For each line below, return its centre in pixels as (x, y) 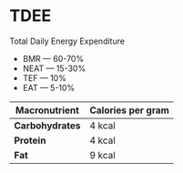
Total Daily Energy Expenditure (67, 41)
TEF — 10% (44, 77)
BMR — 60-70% (53, 58)
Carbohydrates (47, 126)
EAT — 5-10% (49, 87)
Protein (30, 140)
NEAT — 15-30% (54, 68)
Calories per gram (130, 110)
